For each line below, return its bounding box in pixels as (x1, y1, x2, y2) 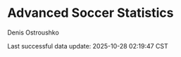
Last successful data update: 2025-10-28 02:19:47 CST (7, 42, 168, 50)
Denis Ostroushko (7, 28, 60, 37)
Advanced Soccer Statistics (7, 5, 174, 21)
